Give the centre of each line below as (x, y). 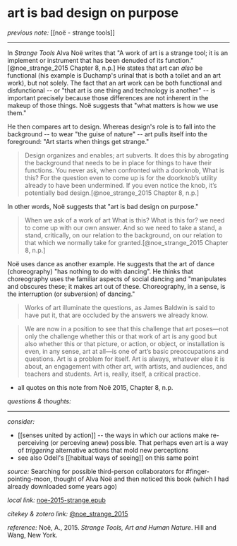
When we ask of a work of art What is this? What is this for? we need (124, 220)
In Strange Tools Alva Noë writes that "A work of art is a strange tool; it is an (117, 53)
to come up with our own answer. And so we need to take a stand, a (123, 227)
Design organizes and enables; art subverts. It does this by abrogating (127, 155)
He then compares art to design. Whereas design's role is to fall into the (112, 126)
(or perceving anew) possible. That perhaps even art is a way (139, 442)
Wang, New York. (32, 535)
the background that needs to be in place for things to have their (118, 162)
